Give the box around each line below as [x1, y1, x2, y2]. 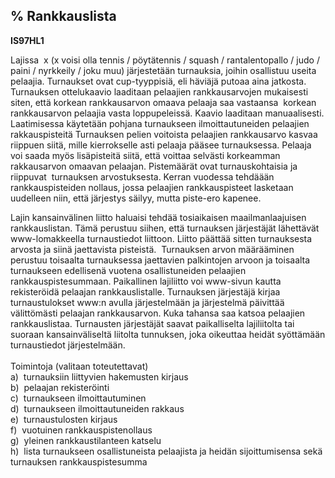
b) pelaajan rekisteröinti [10, 381, 110, 393]
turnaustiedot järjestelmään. [10, 339, 126, 351]
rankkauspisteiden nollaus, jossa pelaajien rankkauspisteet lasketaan [10, 181, 294, 193]
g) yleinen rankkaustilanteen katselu [10, 434, 162, 446]
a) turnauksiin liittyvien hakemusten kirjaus [10, 370, 189, 383]
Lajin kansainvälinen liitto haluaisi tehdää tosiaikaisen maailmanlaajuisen [10, 211, 307, 223]
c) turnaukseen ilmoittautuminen [10, 392, 147, 404]
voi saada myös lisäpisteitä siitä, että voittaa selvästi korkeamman [10, 149, 281, 161]
